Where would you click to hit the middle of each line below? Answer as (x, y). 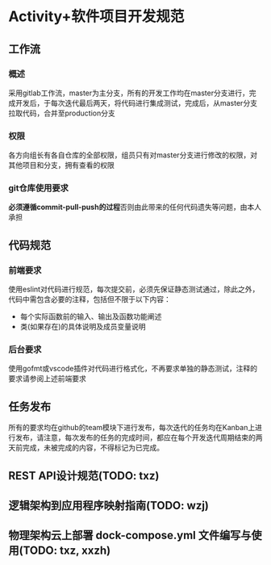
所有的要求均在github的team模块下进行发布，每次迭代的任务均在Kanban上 (132, 428)
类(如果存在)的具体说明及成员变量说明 (83, 327)
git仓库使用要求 (38, 188)
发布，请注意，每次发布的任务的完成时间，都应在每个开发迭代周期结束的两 (139, 437)
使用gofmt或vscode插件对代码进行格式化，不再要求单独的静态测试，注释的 (133, 369)
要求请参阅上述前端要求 (47, 379)
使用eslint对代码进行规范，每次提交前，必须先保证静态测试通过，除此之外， (134, 289)
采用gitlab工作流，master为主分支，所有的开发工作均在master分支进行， (129, 93)
